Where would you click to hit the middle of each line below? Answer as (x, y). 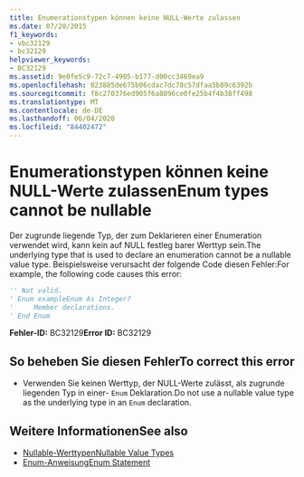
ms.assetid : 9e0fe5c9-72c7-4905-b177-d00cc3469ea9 (107, 77)
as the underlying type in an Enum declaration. (107, 403)
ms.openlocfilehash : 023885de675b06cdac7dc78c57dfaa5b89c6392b (131, 85)
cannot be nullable (81, 210)
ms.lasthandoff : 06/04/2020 (62, 119)
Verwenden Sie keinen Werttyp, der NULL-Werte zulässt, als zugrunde (153, 383)
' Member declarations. (62, 307)
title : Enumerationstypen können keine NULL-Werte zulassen (125, 18)
